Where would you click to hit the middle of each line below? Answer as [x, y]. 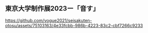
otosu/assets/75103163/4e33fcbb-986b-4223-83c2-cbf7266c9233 [74, 25]
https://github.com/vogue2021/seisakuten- [49, 20]
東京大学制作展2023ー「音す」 [52, 9]
